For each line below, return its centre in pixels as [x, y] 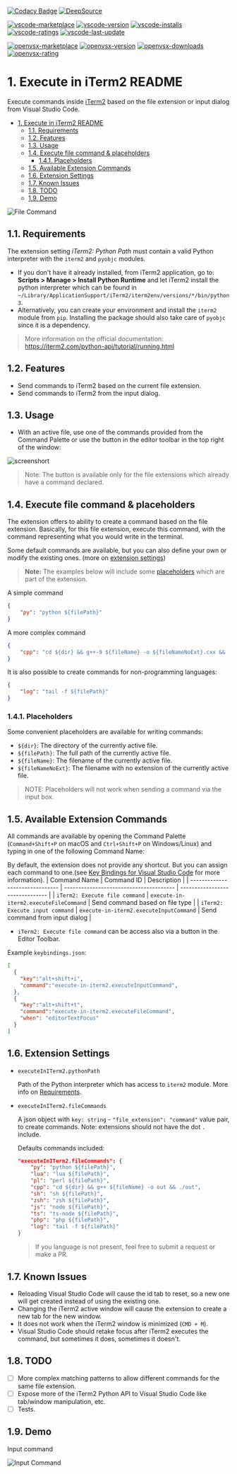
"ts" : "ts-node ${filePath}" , [75, 1213]
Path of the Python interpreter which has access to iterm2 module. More [123, 1084]
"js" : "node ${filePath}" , [70, 1207]
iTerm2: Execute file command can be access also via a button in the [117, 932]
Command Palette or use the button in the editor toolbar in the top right [121, 440]
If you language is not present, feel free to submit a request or [125, 1247]
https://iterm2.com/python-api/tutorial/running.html [99, 346]
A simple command [35, 593]
